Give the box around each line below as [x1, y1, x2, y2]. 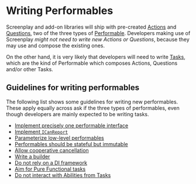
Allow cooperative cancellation [14, 147, 89, 154]
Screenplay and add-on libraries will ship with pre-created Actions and [6, 23, 177, 30]
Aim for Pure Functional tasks [14, 165, 86, 172]
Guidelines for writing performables [6, 83, 139, 93]
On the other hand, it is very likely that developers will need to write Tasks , [6, 53, 185, 60]
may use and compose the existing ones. [6, 42, 105, 49]
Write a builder [14, 153, 50, 160]
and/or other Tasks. [6, 65, 54, 72]
